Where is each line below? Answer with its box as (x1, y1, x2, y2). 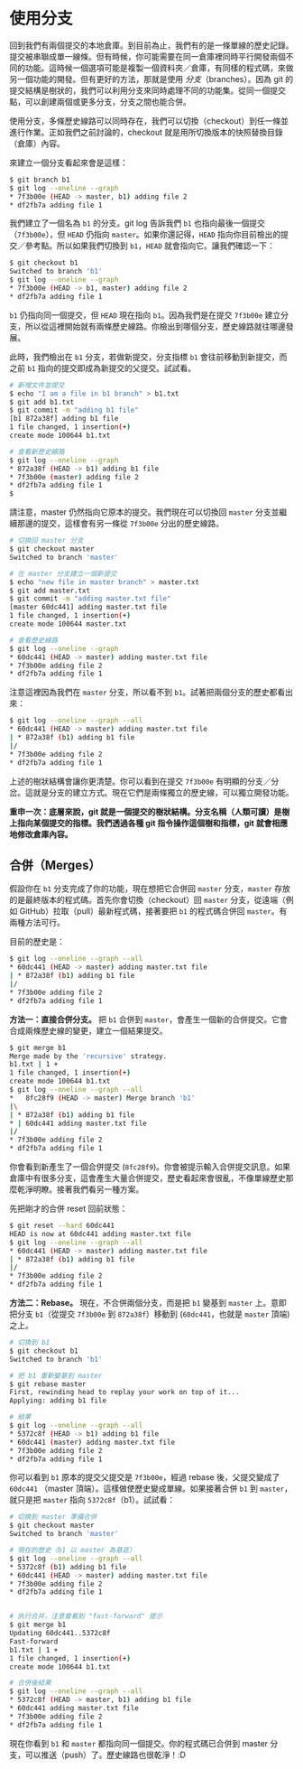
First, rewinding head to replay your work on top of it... (9, 1388, 241, 1397)
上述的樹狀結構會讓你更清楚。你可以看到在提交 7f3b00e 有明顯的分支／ (9, 776, 271, 787)
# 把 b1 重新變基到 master (9, 1371, 103, 1380)
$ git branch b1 (9, 175, 70, 184)
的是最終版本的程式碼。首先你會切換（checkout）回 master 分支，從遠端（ (9, 895, 286, 906)
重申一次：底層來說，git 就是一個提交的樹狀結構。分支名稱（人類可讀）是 (9, 805, 282, 817)
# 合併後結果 (9, 1679, 51, 1688)
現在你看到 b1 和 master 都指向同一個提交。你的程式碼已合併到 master (9, 1737, 269, 1748)
